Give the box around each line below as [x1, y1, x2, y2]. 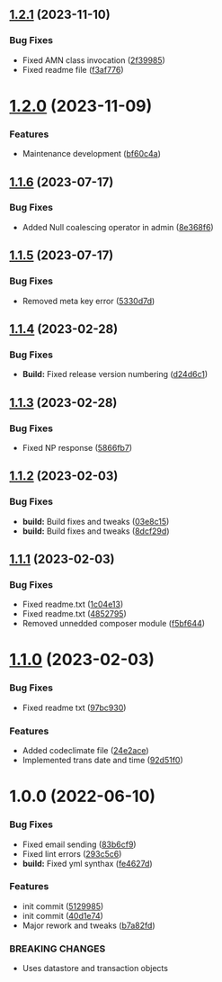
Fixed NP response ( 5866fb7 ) [22, 442, 133, 453]
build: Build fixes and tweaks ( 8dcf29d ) [22, 526, 170, 536]
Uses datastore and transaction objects [22, 963, 169, 974]
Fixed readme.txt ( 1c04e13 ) [22, 599, 124, 610]
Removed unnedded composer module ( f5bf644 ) [22, 618, 205, 629]
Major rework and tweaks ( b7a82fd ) [22, 920, 155, 931]
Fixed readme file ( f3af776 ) [22, 64, 124, 75]
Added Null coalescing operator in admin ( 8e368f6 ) [22, 221, 214, 232]
